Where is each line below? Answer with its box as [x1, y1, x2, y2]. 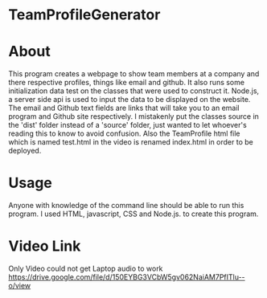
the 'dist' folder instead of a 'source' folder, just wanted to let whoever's [8, 120, 247, 130]
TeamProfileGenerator [8, 6, 161, 24]
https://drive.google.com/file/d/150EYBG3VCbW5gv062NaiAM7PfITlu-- [8, 272, 245, 282]
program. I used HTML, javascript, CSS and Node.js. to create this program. [8, 209, 259, 218]
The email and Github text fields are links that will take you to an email [8, 103, 240, 113]
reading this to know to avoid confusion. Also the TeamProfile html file [8, 129, 240, 138]
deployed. [8, 146, 42, 156]
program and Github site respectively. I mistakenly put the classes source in [8, 112, 260, 121]
